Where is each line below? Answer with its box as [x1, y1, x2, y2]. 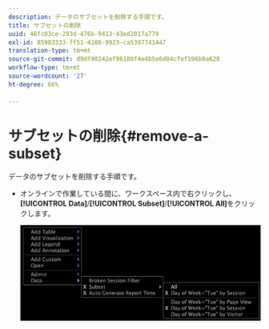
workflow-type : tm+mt [8, 64, 81, 72]
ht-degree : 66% [8, 80, 59, 88]
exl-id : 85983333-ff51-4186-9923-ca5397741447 [8, 38, 167, 46]
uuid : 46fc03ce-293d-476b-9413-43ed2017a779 [8, 30, 159, 38]
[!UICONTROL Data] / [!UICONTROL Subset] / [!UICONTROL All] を [19, 199, 235, 208]
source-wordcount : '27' [8, 72, 88, 80]
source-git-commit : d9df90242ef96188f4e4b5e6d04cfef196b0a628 [8, 55, 220, 63]
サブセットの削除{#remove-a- [8, 126, 210, 145]
